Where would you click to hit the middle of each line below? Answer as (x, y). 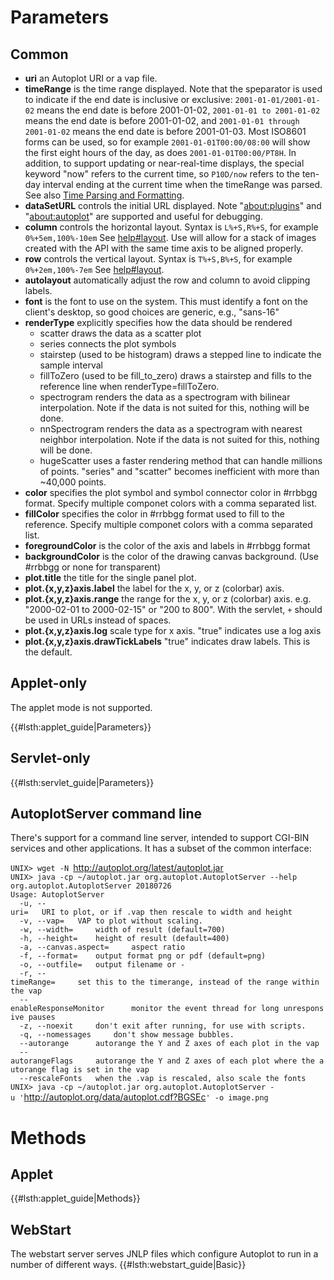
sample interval (71, 365)
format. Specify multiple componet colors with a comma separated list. (171, 503)
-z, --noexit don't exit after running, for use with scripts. (163, 1026)
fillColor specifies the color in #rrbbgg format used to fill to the (154, 514)
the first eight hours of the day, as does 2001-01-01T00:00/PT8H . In (160, 152)
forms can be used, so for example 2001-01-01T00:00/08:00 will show (167, 142)
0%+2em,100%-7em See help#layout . (94, 269)
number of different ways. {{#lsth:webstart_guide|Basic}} (128, 1265)
